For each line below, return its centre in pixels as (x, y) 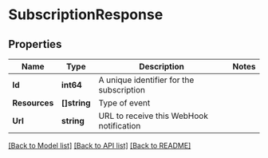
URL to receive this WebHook (154, 116)
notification (120, 126)
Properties (35, 44)
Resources (33, 103)
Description (162, 67)
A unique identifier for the (146, 80)
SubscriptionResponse (86, 15)
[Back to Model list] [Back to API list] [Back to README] (100, 146)
